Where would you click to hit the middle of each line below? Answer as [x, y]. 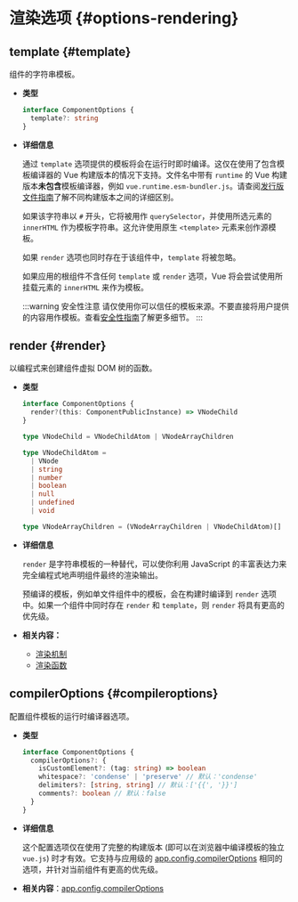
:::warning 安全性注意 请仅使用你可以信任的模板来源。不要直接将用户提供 [156, 306]
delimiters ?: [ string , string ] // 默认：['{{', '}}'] [138, 785]
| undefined [52, 503]
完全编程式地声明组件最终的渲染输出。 [92, 574]
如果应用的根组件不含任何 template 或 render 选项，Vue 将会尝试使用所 [152, 276]
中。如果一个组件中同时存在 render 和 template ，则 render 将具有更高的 [153, 605]
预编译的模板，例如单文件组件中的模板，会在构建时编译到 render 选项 [149, 594]
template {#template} [70, 51]
